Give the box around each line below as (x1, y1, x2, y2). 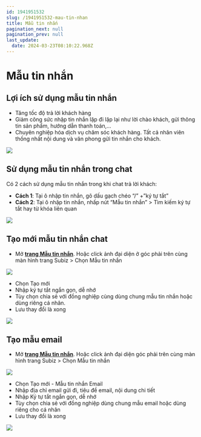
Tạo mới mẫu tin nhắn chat (6, 234, 108, 244)
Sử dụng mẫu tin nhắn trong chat (6, 164, 133, 174)
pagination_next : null (6, 26, 64, 32)
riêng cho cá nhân (15, 406, 61, 413)
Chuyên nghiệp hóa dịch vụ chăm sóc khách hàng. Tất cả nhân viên (15, 128, 185, 136)
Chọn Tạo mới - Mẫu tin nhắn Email (15, 380, 103, 388)
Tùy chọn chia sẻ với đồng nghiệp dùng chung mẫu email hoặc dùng (15, 399, 186, 407)
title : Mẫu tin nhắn (6, 20, 59, 26)
